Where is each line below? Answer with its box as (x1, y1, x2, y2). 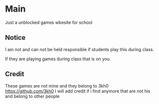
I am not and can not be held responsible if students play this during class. (5, 46, 154, 52)
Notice (5, 34, 26, 42)
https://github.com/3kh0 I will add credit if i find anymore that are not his (5, 88, 151, 94)
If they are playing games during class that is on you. (5, 56, 111, 62)
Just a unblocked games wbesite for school (5, 19, 92, 25)
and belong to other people (5, 93, 60, 99)
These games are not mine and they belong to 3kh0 (5, 83, 109, 88)
